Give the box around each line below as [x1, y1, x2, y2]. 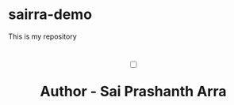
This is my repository [8, 32, 77, 41]
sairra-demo [8, 6, 93, 24]
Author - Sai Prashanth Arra [39, 83, 228, 100]
